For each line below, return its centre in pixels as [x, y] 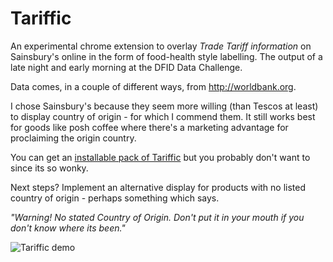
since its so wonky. [49, 168]
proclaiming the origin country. [73, 138]
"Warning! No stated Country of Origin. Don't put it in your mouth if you [157, 217]
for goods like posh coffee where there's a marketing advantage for [149, 127]
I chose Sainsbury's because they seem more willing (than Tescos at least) [164, 106]
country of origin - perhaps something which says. [115, 198]
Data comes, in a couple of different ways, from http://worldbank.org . [153, 86]
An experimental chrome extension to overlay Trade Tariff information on [161, 46]
